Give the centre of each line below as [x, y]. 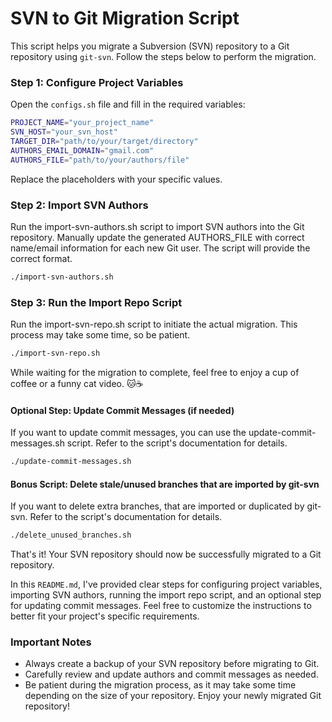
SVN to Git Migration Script [125, 18]
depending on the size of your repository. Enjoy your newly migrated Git [173, 696]
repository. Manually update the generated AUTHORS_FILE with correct [157, 237]
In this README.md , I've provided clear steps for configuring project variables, [166, 584]
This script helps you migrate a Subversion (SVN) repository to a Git [150, 46]
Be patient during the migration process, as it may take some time [160, 685]
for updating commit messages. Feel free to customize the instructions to [161, 606]
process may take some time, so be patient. [100, 335]
